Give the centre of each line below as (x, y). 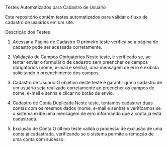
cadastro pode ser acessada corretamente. (57, 47)
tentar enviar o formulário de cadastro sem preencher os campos (80, 62)
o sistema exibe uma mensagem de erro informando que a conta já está (87, 113)
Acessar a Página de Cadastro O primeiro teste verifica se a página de (85, 42)
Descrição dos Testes (28, 32)
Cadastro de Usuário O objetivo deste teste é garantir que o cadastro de (87, 83)
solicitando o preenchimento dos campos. (56, 73)
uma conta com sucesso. (38, 139)
